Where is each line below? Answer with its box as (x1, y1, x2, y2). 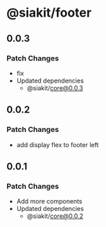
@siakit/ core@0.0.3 (26, 83, 84, 92)
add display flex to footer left (16, 140, 99, 149)
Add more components (16, 197, 82, 205)
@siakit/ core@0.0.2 (26, 212, 84, 220)
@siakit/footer (6, 5, 91, 21)
